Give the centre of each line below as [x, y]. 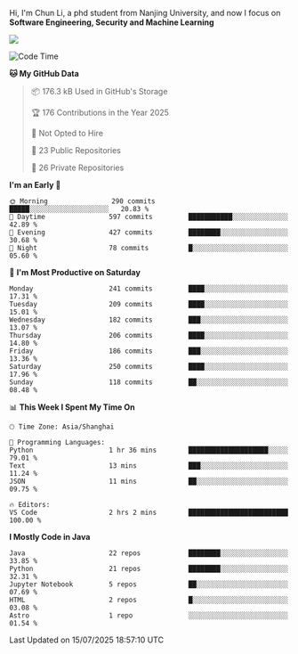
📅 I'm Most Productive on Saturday [75, 272]
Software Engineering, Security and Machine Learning [112, 22]
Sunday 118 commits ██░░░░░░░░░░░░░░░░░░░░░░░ [149, 382]
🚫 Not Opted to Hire [67, 133]
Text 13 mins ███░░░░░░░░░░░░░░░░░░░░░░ [149, 466]
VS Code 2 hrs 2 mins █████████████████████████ [149, 512]
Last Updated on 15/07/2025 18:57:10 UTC [87, 640]
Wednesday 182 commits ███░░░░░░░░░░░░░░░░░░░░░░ [149, 320]
